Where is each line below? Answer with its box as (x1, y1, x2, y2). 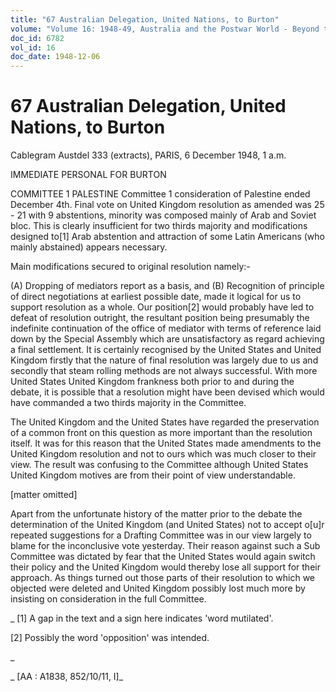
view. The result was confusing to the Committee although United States (10, 459, 309, 471)
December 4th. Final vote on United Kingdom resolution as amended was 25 (10, 199, 325, 211)
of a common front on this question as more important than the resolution (10, 427, 313, 439)
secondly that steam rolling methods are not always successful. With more (10, 365, 318, 377)
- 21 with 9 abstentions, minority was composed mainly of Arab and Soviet (10, 209, 317, 221)
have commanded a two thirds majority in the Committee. (10, 397, 247, 409)
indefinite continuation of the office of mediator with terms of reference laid (10, 322, 322, 335)
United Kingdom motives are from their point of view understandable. (10, 469, 296, 481)
